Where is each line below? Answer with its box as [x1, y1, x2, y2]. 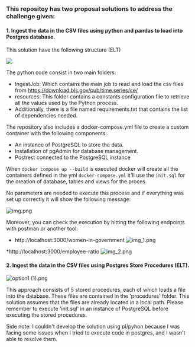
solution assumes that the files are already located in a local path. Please [6, 299, 184, 306]
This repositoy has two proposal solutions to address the [6, 5, 173, 13]
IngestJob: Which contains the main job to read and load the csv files [14, 81, 184, 88]
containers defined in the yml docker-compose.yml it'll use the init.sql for [6, 171, 185, 179]
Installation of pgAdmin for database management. [14, 148, 139, 155]
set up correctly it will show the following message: [6, 196, 131, 203]
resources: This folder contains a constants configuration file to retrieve [14, 93, 190, 100]
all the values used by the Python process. [14, 100, 119, 107]
